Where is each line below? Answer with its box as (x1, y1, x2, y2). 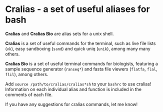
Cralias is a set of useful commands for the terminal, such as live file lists (5, 40, 156, 46)
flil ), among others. (5, 71, 48, 77)
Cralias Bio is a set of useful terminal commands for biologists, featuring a (5, 60, 158, 66)
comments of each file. (5, 91, 53, 97)
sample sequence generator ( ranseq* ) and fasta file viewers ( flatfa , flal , (5, 66, 157, 72)
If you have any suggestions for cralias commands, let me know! (5, 101, 138, 107)
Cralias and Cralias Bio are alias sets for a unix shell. (5, 30, 114, 36)
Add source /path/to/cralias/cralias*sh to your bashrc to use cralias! (5, 81, 151, 87)
